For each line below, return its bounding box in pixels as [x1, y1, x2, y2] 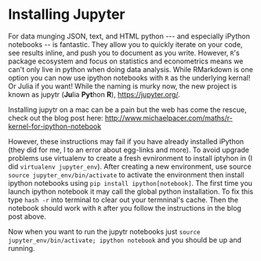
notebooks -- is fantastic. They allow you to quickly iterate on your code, [8, 39, 243, 49]
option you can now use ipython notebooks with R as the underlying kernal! [8, 73, 251, 82]
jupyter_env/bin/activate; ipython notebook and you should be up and [8, 235, 241, 245]
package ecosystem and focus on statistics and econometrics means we [8, 56, 244, 66]
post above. [8, 212, 47, 221]
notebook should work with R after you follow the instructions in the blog [8, 203, 241, 212]
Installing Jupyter [8, 5, 125, 24]
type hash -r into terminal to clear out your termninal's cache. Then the [8, 194, 239, 205]
